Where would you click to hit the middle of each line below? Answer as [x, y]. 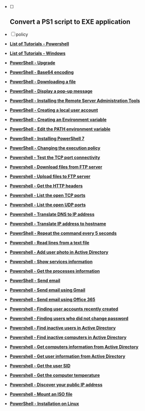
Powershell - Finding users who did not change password [69, 318]
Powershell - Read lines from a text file [49, 242]
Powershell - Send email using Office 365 [53, 299]
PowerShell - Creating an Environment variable [58, 119]
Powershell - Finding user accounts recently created [64, 309]
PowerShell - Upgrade [32, 63]
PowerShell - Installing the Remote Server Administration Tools [75, 100]
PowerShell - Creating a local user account [54, 110]
